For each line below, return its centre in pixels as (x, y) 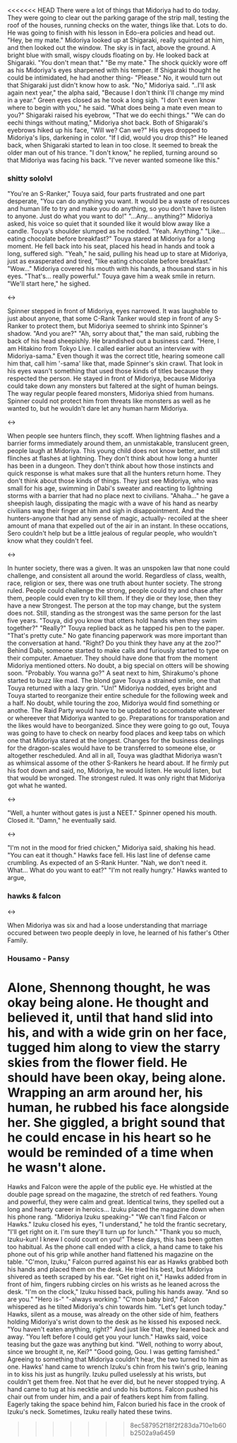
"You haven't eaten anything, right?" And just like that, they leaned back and (118, 1329)
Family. (18, 940)
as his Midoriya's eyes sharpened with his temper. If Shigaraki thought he (114, 70)
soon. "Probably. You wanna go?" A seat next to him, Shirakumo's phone (113, 673)
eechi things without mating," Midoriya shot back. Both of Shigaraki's (108, 122)
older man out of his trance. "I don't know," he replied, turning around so (113, 152)
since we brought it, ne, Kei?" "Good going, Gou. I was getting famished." (114, 1352)
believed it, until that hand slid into (110, 1017)
